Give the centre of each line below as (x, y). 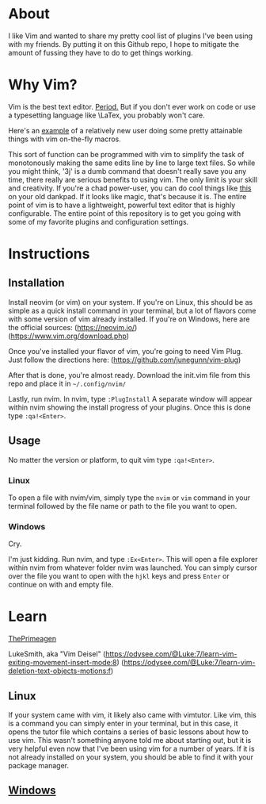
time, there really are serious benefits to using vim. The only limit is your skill (133, 179)
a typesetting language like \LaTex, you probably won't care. (107, 115)
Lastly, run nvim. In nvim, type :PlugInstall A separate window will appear (131, 398)
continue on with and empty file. (61, 585)
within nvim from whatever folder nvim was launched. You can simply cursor (133, 567)
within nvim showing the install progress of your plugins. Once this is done (129, 407)
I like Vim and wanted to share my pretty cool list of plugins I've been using (131, 36)
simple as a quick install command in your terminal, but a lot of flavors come (132, 310)
